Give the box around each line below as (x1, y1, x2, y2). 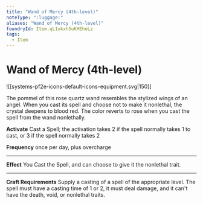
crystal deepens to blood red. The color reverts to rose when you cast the (6, 107, 190, 115)
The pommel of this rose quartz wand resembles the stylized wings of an (6, 94, 188, 101)
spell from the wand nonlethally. (6, 113, 86, 121)
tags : (6, 31, 20, 37)
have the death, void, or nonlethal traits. (6, 191, 106, 198)
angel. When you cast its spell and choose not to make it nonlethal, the (6, 101, 182, 108)
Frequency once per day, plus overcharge (6, 143, 112, 151)
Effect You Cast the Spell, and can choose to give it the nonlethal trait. (6, 161, 181, 168)
